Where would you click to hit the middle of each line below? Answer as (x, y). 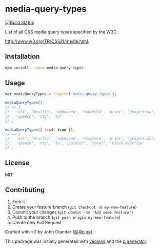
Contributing (25, 190)
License (17, 163)
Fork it (19, 202)
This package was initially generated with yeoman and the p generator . (76, 241)
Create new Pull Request (37, 222)
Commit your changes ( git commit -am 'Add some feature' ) (72, 212)
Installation (22, 57)
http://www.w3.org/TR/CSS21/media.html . (47, 41)
